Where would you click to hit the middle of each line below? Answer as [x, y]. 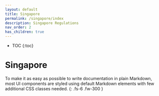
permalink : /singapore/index [34, 18]
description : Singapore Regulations [42, 23]
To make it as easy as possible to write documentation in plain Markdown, [79, 78]
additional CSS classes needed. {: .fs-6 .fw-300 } [54, 89]
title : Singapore [22, 14]
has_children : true [25, 32]
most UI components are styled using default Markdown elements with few [80, 83]
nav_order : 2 [18, 27]
